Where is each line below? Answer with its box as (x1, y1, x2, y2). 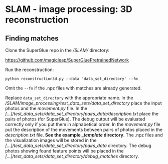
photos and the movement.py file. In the (5, 105, 88, 111)
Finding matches (5, 34, 59, 42)
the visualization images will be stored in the (5, 137, 97, 143)
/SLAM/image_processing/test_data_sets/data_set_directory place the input (5, 100, 162, 106)
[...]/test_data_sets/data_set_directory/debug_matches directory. (5, 153, 139, 159)
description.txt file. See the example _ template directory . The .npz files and (5, 132, 163, 138)
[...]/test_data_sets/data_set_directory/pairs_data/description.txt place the (5, 111, 159, 116)
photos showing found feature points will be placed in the (5, 148, 124, 153)
